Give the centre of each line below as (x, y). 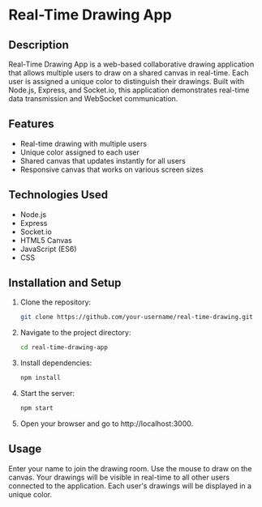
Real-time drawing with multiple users (84, 143)
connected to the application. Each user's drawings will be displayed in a (130, 486)
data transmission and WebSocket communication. (93, 98)
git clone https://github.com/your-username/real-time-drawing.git (136, 317)
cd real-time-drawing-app (64, 347)
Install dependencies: (56, 363)
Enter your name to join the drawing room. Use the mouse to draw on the (130, 468)
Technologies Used (58, 195)
